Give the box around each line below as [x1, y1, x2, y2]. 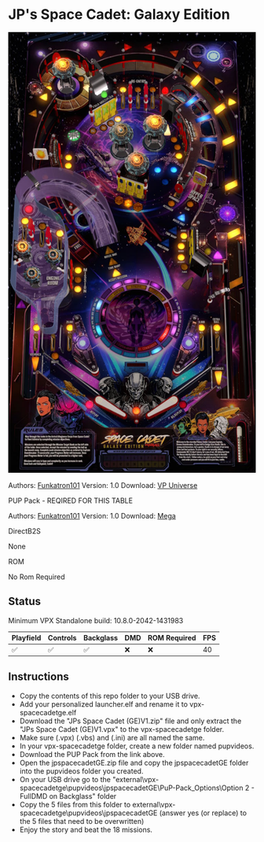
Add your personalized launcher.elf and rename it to [19, 699, 189, 709]
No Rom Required [8, 572, 65, 582]
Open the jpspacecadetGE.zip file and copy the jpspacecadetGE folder [19, 758, 249, 767]
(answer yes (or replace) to [159, 808, 247, 818]
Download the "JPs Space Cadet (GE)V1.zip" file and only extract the [19, 716, 242, 726]
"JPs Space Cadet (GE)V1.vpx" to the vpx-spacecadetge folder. [19, 724, 225, 733]
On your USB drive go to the [19, 774, 112, 784]
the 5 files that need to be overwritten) [19, 816, 145, 825]
